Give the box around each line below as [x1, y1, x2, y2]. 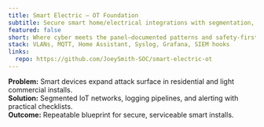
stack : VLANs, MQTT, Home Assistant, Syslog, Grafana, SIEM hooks [8, 41, 230, 49]
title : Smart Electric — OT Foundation [8, 11, 139, 20]
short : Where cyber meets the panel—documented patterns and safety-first [8, 33, 258, 42]
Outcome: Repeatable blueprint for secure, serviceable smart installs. [8, 110, 234, 119]
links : [8, 48, 30, 56]
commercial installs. [8, 85, 73, 94]
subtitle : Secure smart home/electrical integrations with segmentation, [8, 19, 255, 27]
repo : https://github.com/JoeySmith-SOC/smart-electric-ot [15, 56, 213, 63]
